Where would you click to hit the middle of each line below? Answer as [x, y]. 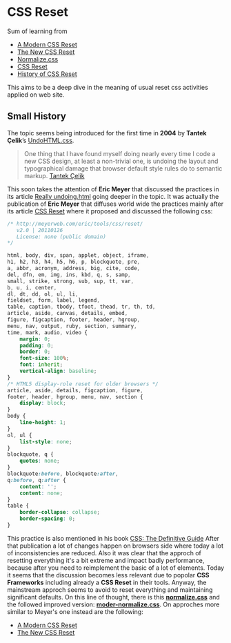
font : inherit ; [41, 365]
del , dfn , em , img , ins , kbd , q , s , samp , [69, 275]
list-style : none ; [46, 442]
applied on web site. [36, 95]
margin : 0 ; [35, 339]
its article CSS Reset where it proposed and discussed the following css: [110, 211]
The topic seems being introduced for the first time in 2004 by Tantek [107, 133]
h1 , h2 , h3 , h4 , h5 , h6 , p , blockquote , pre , [74, 262]
